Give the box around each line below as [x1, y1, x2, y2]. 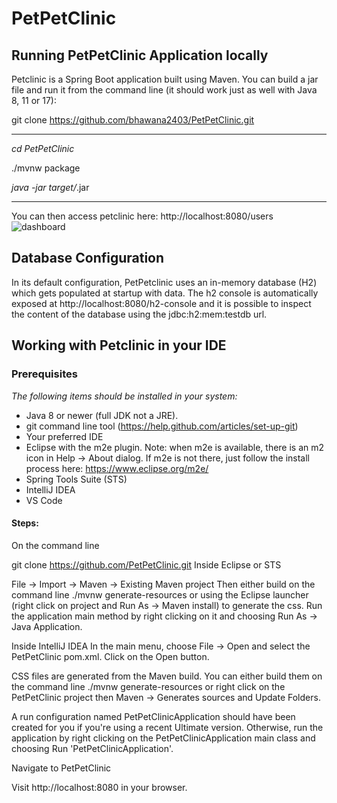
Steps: [11, 517, 39, 529]
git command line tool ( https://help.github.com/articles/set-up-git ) [25, 420, 299, 432]
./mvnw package [11, 162, 81, 174]
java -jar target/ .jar [11, 182, 90, 193]
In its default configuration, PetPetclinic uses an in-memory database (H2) [11, 276, 318, 288]
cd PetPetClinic [11, 143, 75, 154]
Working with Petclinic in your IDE [11, 337, 227, 354]
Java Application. [11, 620, 83, 632]
